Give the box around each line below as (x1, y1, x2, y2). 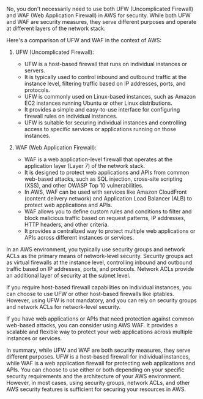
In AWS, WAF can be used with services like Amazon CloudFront (24, 188, 187, 196)
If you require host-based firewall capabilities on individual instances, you (6, 284, 192, 291)
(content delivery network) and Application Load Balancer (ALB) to (24, 195, 193, 202)
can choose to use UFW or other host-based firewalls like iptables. (6, 291, 174, 297)
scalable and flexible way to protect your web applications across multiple (6, 328, 193, 335)
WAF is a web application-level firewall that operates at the (24, 156, 173, 163)
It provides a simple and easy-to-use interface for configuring (24, 106, 180, 113)
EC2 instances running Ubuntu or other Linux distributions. (24, 99, 172, 107)
